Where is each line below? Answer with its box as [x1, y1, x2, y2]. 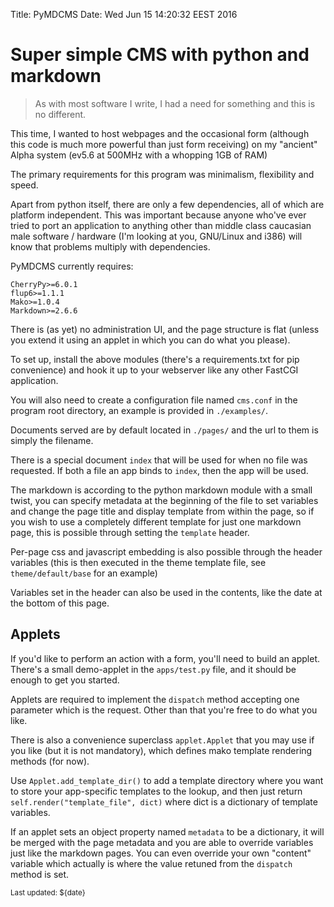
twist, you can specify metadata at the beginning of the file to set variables [10, 494, 319, 506]
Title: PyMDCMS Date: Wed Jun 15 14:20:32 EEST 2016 [10, 9, 238, 20]
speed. [10, 179, 39, 191]
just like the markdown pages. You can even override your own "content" [10, 847, 312, 859]
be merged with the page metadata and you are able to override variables [10, 836, 314, 848]
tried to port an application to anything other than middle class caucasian [10, 219, 312, 231]
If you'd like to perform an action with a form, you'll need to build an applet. [10, 652, 321, 664]
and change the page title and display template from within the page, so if [10, 505, 315, 517]
